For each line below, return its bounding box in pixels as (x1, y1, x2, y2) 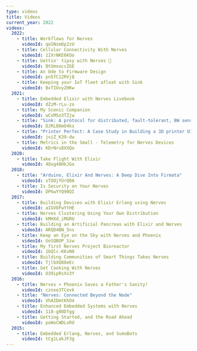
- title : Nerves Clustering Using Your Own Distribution (16, 211, 159, 217)
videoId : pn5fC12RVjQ (21, 74, 75, 80)
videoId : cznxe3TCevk (21, 287, 75, 293)
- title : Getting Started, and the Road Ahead (16, 314, 133, 320)
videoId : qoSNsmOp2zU (21, 42, 75, 48)
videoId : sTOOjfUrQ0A (21, 178, 75, 184)
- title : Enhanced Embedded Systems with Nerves (16, 303, 138, 309)
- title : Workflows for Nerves (16, 36, 93, 42)
